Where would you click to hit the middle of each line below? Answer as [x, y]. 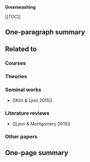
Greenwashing [20, 7]
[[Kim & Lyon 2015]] [32, 100]
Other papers [21, 137]
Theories [16, 76]
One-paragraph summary [45, 32]
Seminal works [23, 89]
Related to [21, 49]
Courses [15, 63]
